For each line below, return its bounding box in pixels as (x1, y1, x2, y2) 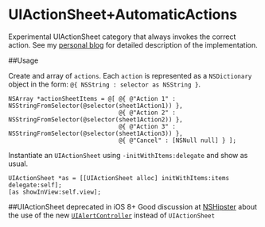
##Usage (8, 56, 39, 65)
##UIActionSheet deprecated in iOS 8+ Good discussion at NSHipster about (8, 202, 257, 211)
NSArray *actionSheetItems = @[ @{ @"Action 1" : (8, 94, 177, 102)
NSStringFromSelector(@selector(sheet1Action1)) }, (8, 102, 183, 110)
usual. (8, 159, 29, 168)
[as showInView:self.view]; (8, 188, 102, 196)
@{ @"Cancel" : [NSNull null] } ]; (118, 137, 237, 144)
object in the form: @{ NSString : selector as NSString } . (8, 79, 201, 89)
